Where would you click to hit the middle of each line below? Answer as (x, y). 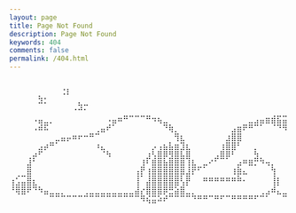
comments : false (39, 51)
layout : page (33, 17)
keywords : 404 (35, 42)
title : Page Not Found (51, 26)
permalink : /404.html (49, 59)
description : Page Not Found (63, 34)
